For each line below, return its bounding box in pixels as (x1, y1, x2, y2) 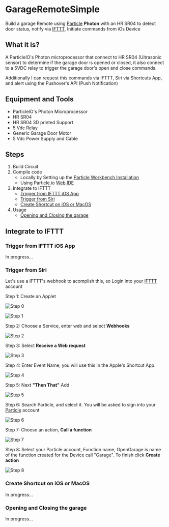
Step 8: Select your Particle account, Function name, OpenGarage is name (5, 447, 161, 453)
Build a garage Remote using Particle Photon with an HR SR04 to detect (5, 20, 156, 26)
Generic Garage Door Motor (12, 130, 71, 136)
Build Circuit (12, 164, 39, 170)
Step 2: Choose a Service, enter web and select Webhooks (5, 323, 130, 329)
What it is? (5, 41, 40, 49)
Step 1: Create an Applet (5, 294, 56, 300)
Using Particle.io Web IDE (20, 180, 74, 186)
